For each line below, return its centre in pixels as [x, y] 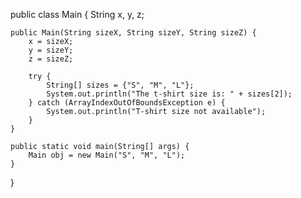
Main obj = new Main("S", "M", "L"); [107, 155]
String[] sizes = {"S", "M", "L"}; [120, 85]
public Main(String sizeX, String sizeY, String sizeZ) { [133, 33]
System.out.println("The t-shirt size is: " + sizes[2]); [169, 94]
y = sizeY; [51, 50]
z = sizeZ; [51, 59]
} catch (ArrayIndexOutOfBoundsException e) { [127, 103]
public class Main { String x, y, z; [77, 14]
